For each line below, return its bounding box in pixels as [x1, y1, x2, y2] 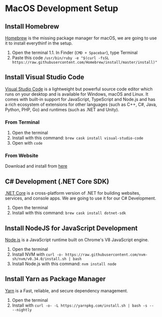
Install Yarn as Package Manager [5, 275, 106, 283]
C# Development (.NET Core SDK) [5, 177, 109, 185]
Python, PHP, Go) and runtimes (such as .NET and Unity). [5, 106, 119, 112]
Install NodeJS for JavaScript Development [5, 224, 138, 232]
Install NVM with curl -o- [12, 251, 64, 257]
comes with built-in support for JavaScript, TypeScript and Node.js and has [5, 96, 156, 102]
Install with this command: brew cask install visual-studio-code [12, 135, 144, 141]
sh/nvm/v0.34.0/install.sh [12, 257, 67, 262]
